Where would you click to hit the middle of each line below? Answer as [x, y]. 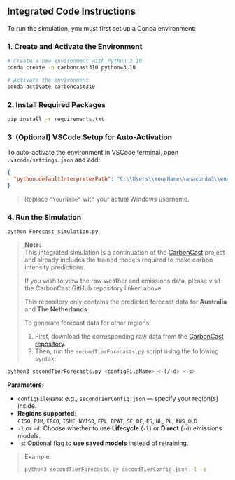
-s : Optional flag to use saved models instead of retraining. [103, 443]
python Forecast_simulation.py [53, 232]
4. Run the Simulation [44, 217]
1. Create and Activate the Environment [75, 46]
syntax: [45, 358]
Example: [38, 456]
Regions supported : [47, 413]
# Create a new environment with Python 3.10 [74, 61]
